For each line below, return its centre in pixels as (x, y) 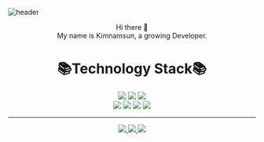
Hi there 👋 (132, 27)
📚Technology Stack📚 (132, 69)
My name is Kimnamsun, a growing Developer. (132, 36)
